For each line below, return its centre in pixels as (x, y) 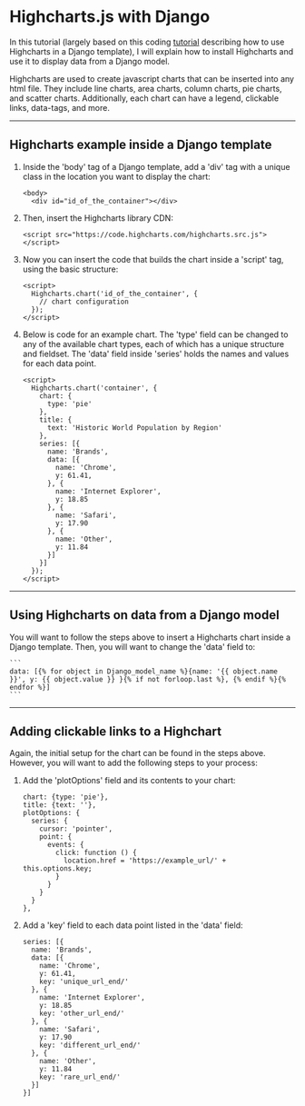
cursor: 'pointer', (76, 829)
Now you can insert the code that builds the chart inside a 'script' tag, (153, 259)
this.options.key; (57, 869)
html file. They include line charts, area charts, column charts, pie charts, (146, 88)
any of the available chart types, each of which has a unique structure (153, 344)
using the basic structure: (70, 269)
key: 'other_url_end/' (82, 1014)
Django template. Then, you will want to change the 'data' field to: (133, 646)
